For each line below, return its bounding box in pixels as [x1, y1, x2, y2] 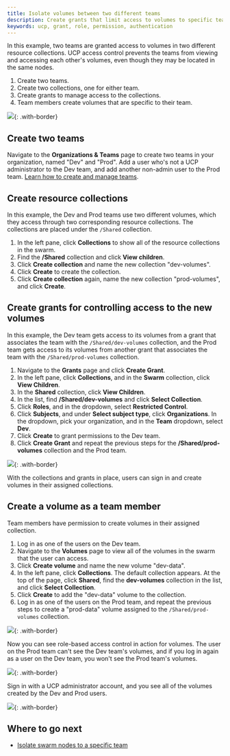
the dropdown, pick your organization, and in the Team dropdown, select [16, 417, 224, 425]
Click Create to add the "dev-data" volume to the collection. [16, 590, 187, 598]
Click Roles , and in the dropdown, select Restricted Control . [16, 402, 188, 411]
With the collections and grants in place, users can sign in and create [7, 474, 202, 482]
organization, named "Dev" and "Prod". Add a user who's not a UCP [7, 158, 199, 167]
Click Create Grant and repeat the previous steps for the [16, 439, 177, 447]
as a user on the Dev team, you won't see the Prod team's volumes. [7, 654, 198, 662]
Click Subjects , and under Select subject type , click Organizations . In [16, 409, 217, 418]
